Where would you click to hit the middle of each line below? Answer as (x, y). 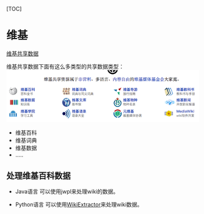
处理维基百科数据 (38, 176)
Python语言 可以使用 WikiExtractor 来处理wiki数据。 (79, 204)
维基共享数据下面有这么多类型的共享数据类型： (65, 66)
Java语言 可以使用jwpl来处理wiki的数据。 (67, 191)
